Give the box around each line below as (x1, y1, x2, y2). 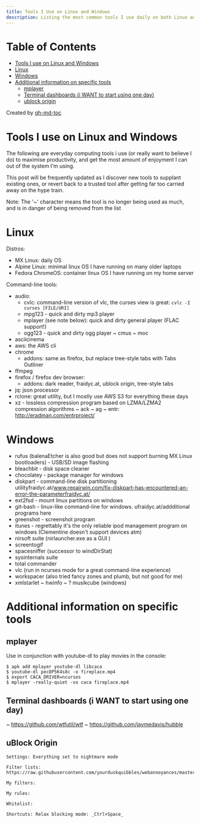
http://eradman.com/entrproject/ (14, 412, 95, 419)
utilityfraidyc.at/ (14, 484, 54, 491)
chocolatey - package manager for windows (14, 472, 124, 479)
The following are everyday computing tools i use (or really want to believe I (6, 150, 192, 157)
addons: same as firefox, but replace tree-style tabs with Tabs (23, 355, 177, 362)
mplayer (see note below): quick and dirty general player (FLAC (23, 317, 180, 324)
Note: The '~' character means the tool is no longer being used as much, (6, 198, 185, 206)
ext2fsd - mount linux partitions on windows (14, 497, 123, 504)
